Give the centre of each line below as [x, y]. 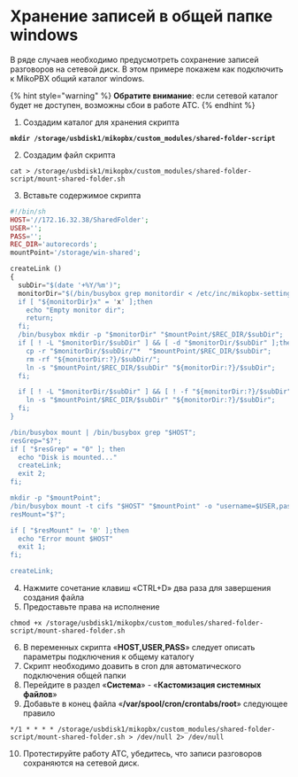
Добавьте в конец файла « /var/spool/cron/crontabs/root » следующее [155, 704]
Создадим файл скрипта [69, 155]
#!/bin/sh [28, 211]
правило [39, 713]
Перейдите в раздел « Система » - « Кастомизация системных [142, 685]
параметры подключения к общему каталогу [108, 657]
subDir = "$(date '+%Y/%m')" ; [70, 285]
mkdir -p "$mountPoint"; [56, 498]
